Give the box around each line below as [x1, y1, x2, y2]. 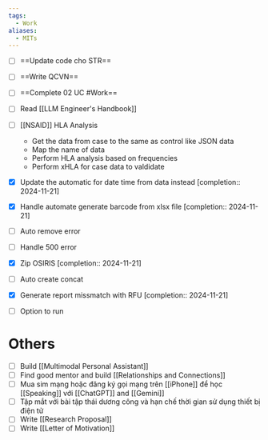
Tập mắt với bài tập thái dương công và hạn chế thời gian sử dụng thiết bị [19, 397, 261, 406]
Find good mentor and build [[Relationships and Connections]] [19, 370, 226, 380]
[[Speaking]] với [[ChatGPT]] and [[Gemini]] [19, 389, 165, 398]
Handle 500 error [19, 242, 78, 252]
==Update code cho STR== [19, 56, 112, 66]
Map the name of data [31, 145, 106, 154]
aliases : [8, 26, 38, 34]
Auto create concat [19, 274, 84, 284]
